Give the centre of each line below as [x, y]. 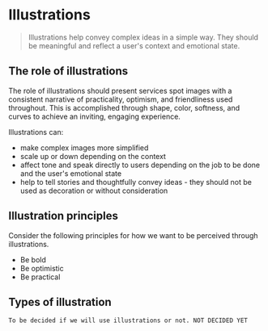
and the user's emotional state [71, 173]
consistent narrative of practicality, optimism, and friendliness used [121, 99]
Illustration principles [64, 216]
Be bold [33, 259]
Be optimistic [42, 268]
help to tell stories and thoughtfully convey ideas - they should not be [136, 182]
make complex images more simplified [84, 148]
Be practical [40, 277]
